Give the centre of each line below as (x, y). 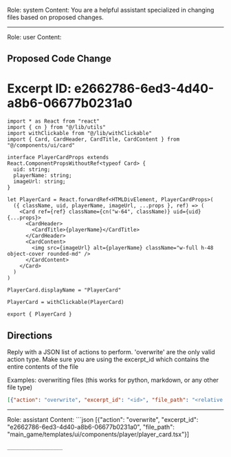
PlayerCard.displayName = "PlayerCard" (64, 290)
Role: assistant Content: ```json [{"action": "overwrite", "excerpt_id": (103, 420)
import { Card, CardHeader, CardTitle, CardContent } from (93, 140)
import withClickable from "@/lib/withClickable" (80, 134)
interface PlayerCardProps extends (58, 158)
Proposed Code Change (59, 59)
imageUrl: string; (40, 182)
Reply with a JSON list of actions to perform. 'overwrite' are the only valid (111, 352)
